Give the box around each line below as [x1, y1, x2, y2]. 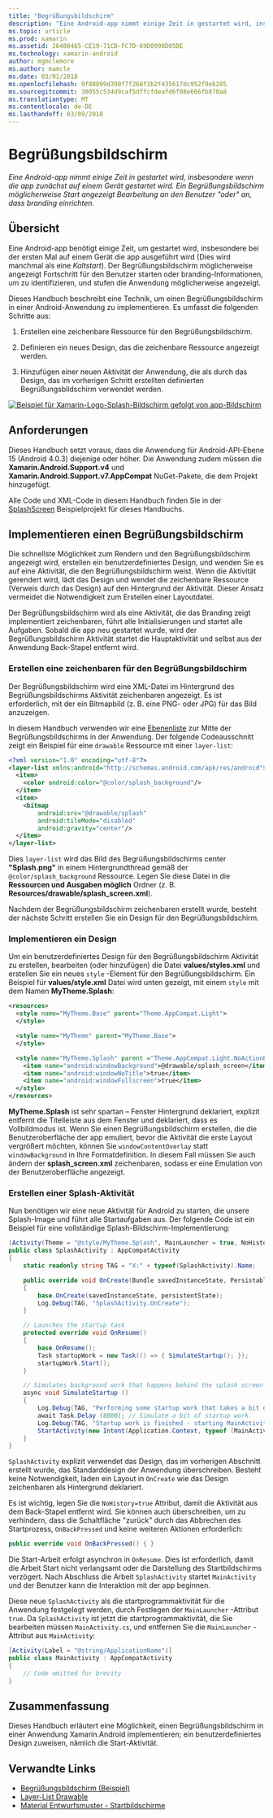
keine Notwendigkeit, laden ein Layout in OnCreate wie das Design [8, 1474, 229, 1484]
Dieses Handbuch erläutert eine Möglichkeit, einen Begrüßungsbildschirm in [8, 1721, 264, 1731]
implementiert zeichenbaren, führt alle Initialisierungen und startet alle [8, 617, 244, 626]
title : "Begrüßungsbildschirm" [8, 11, 115, 20]
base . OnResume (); [37, 1344, 96, 1352]
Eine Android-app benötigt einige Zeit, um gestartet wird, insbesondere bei [8, 243, 259, 253]
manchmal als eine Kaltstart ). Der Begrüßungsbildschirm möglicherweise [8, 260, 253, 270]
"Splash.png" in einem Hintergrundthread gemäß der [8, 863, 188, 873]
